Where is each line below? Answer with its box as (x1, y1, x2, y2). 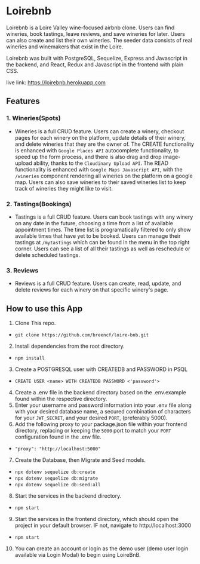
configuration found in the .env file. (14, 433, 101, 440)
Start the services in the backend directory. (14, 492, 122, 499)
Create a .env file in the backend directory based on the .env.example (14, 389, 186, 396)
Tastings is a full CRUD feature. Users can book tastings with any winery (14, 213, 193, 220)
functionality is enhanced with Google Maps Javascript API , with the (14, 165, 183, 173)
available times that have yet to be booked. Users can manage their (14, 232, 181, 240)
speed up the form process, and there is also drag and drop (14, 153, 162, 160)
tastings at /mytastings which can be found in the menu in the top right (14, 238, 190, 246)
